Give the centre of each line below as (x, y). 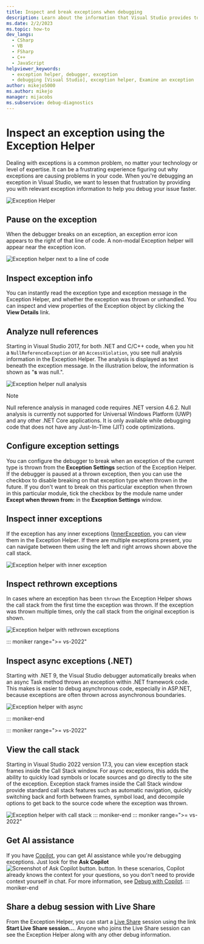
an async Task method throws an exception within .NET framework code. (98, 682)
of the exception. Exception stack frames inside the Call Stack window (94, 784)
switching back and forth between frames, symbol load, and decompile (95, 797)
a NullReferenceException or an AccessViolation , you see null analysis (94, 352)
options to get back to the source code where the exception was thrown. (97, 803)
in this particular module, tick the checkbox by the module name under (95, 493)
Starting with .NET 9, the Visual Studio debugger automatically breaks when (101, 676)
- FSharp (23, 52)
